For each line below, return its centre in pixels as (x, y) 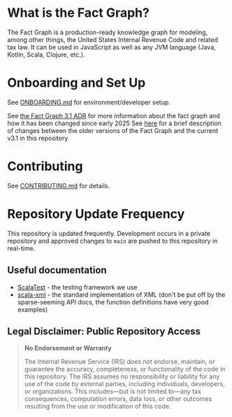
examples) (32, 309)
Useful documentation (57, 270)
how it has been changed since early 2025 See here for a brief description (114, 123)
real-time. (21, 248)
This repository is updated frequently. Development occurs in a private (109, 233)
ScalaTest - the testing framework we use (77, 287)
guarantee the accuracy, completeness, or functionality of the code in (125, 369)
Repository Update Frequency (96, 214)
